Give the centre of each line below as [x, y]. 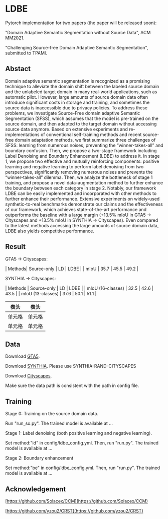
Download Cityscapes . [29, 376]
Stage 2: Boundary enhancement [39, 458]
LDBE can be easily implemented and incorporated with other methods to [81, 193]
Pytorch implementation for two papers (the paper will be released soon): [81, 23]
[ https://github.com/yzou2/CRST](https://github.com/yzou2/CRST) [74, 511]
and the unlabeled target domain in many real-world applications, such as [81, 92]
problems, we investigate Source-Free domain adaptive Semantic [73, 113]
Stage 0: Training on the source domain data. [52, 414]
